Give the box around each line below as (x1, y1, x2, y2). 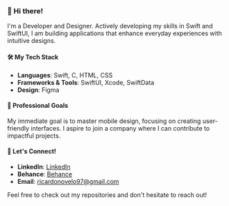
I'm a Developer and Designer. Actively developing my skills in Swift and (7, 22, 213, 30)
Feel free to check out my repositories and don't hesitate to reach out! (7, 190, 207, 199)
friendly (7, 124, 30, 132)
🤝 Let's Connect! (7, 147, 57, 156)
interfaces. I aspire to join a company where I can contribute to (31, 124, 210, 132)
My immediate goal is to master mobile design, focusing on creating (7, 117, 201, 125)
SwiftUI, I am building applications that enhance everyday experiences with (7, 29, 222, 37)
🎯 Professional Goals (7, 102, 69, 110)
